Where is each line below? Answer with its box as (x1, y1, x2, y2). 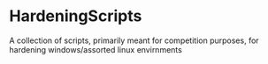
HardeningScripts (9, 6, 142, 26)
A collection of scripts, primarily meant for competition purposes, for (9, 35, 259, 46)
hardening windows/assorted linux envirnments (9, 44, 183, 54)
